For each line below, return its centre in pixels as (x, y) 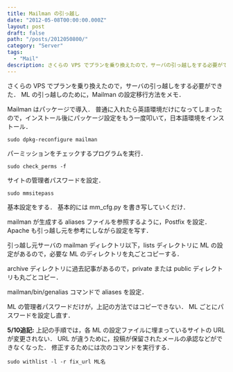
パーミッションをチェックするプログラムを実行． (77, 153)
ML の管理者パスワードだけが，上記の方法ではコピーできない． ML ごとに (113, 306)
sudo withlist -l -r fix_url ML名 (57, 362)
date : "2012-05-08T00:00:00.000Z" (57, 20)
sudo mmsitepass (31, 193)
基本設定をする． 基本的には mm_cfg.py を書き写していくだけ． (98, 207)
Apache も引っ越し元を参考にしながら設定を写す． (80, 230)
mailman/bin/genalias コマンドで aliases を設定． (77, 292)
